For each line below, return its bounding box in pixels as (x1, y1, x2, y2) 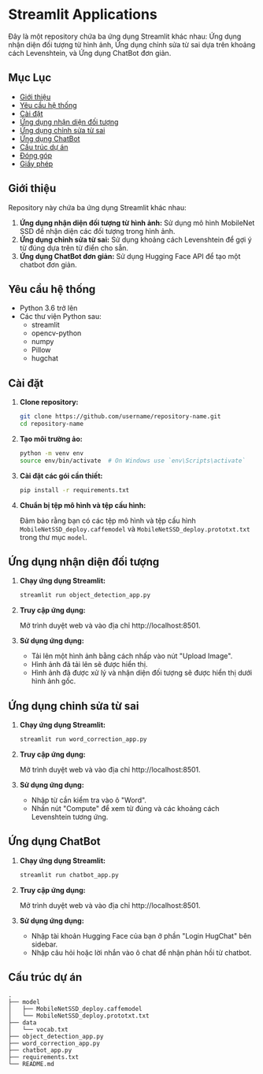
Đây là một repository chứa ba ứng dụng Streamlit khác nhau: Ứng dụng (8, 31, 242, 41)
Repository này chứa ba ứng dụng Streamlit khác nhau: (8, 202, 187, 212)
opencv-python (31, 328, 82, 338)
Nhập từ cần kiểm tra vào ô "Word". (31, 795, 147, 805)
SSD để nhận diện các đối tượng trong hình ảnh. (19, 226, 176, 235)
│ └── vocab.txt (8, 1026, 69, 1034)
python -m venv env (19, 449, 84, 457)
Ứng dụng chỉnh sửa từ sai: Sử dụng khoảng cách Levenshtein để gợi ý (19, 235, 252, 244)
